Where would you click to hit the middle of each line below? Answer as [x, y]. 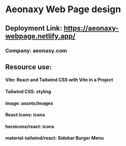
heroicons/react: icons [30, 126]
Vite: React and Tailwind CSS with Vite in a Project [59, 80]
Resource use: [28, 67]
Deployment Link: [34, 28]
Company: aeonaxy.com [36, 50]
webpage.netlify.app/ [40, 36]
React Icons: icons [25, 115]
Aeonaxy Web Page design [63, 9]
